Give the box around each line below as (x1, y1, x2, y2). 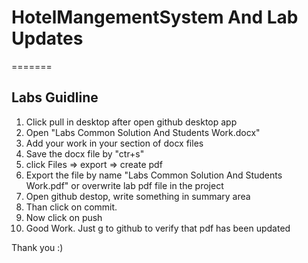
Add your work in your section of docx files (25, 137, 204, 149)
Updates (11, 27, 84, 50)
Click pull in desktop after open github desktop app (25, 116, 238, 128)
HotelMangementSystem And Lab (11, 6, 299, 29)
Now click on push (25, 211, 103, 223)
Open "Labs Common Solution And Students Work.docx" (25, 126, 261, 138)
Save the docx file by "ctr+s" (25, 147, 145, 160)
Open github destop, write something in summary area (25, 190, 251, 202)
